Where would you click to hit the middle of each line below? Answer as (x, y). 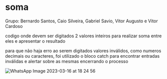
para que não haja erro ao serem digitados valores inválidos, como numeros (83, 51)
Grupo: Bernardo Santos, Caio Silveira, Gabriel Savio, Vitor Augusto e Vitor (82, 21)
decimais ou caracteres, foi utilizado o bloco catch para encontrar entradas (83, 56)
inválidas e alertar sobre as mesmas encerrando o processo (67, 61)
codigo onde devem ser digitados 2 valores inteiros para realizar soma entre (83, 36)
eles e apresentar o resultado (35, 41)
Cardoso (14, 26)
